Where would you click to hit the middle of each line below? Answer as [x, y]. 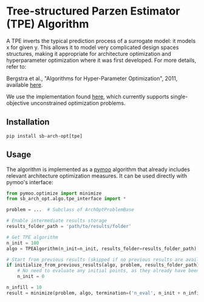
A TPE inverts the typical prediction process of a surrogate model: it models [101, 41]
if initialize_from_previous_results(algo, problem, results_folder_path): [104, 265]
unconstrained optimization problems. [78, 103]
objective [18, 103]
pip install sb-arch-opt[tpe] [45, 136]
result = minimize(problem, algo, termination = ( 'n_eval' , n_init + [93, 293]
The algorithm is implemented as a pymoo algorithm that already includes [98, 169]
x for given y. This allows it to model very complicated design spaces [93, 47]
